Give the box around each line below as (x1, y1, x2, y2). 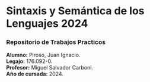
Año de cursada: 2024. (6, 70, 64, 78)
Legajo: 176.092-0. (6, 58, 53, 65)
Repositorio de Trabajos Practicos (6, 38, 106, 46)
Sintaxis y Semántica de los (6, 4, 145, 18)
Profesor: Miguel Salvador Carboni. (6, 64, 94, 71)
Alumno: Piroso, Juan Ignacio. (6, 52, 81, 59)
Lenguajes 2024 (6, 17, 88, 30)
